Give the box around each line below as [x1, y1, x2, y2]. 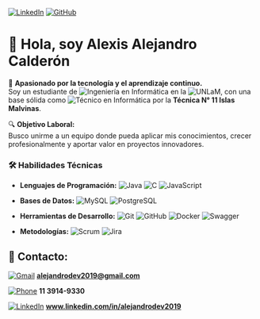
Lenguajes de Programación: [19, 181, 117, 190]
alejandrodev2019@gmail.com [36, 271, 140, 281]
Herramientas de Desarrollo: [19, 211, 116, 221]
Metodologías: [19, 227, 69, 236]
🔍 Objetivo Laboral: [8, 119, 75, 129]
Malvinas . [8, 103, 42, 113]
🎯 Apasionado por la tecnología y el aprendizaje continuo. [8, 78, 203, 87]
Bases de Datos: [19, 196, 75, 206]
